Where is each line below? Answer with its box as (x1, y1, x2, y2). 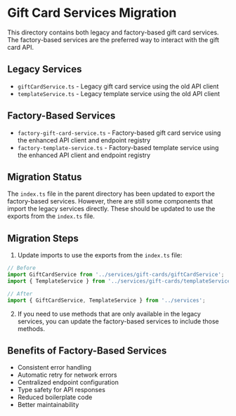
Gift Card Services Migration (7, 5, 177, 21)
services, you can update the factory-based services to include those (17, 317, 219, 326)
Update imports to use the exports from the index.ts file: (17, 251, 183, 260)
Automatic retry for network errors (17, 370, 117, 380)
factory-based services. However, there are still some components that (7, 197, 213, 206)
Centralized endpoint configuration (17, 378, 119, 387)
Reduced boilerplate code (17, 393, 93, 401)
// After (7, 290, 33, 297)
